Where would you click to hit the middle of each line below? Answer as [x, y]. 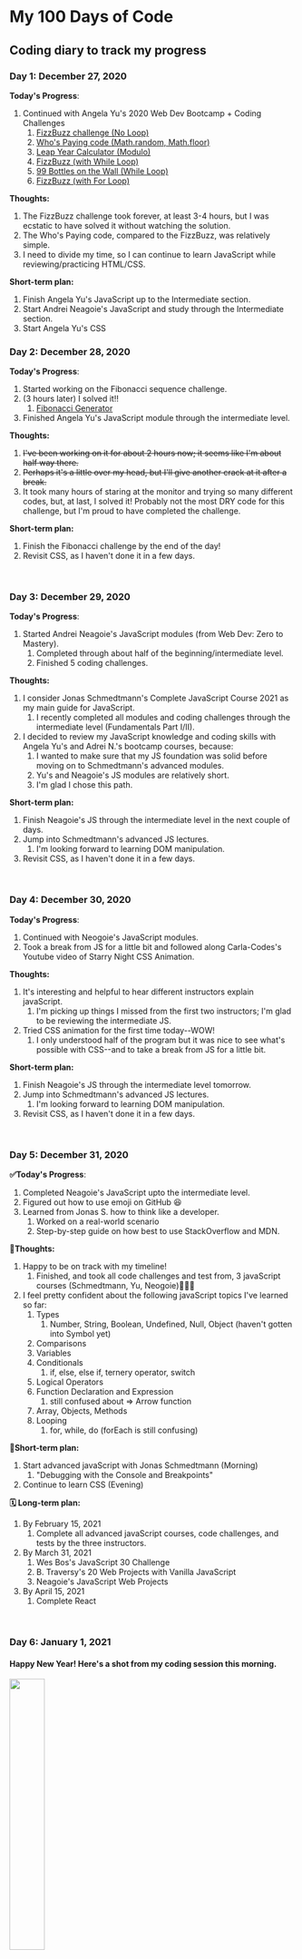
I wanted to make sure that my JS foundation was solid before [151, 756]
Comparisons [61, 1344]
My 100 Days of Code [92, 17]
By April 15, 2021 [54, 1592]
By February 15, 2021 [62, 1524]
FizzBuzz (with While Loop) [87, 162]
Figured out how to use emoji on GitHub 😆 [102, 1202]
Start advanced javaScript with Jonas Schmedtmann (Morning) [140, 1465]
